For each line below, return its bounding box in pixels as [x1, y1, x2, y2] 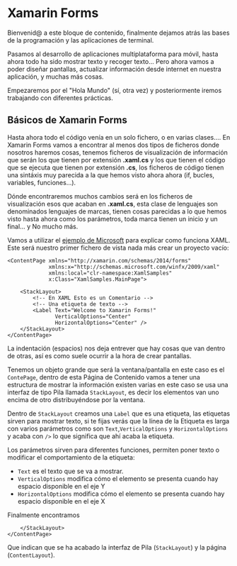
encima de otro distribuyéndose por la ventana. [7, 395, 146, 404]
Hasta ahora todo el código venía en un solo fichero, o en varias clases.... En [7, 133, 231, 141]
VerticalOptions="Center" [54, 313, 132, 320]
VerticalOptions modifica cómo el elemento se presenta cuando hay [17, 474, 219, 483]
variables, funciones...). [7, 178, 76, 187]
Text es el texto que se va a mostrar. [17, 467, 124, 475]
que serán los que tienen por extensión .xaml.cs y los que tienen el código [7, 155, 226, 164]
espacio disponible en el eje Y [17, 482, 105, 490]
